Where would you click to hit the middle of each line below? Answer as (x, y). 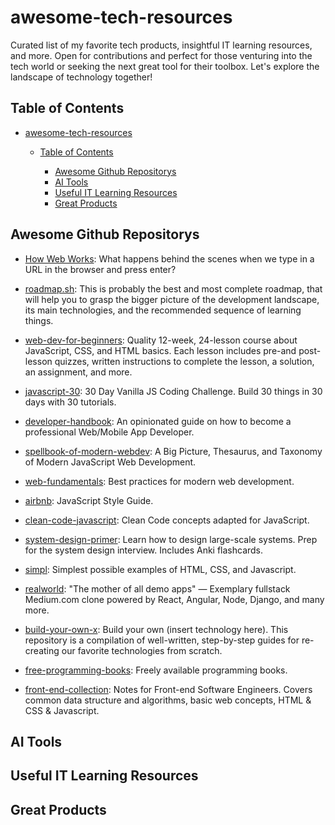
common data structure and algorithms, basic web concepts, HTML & (168, 700)
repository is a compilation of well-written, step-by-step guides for (162, 640)
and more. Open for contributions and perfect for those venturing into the (161, 55)
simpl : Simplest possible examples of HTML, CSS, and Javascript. (160, 569)
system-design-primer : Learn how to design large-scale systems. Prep (171, 539)
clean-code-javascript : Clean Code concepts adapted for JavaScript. (167, 520)
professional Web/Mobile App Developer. (109, 432)
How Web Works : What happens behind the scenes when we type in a (169, 258)
